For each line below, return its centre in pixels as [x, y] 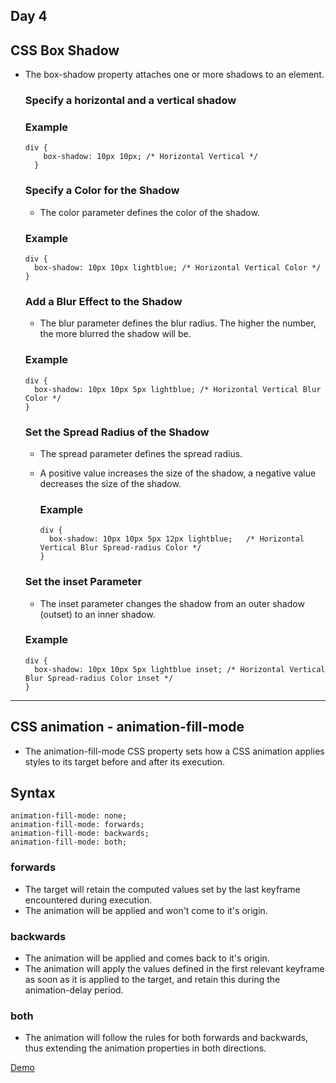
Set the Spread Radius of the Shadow [117, 432]
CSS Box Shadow [65, 50]
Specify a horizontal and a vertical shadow [130, 101]
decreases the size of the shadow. [110, 483]
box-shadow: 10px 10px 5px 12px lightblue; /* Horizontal [176, 539]
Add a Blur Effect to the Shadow [103, 301]
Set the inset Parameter [83, 582]
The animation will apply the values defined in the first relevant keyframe [174, 969]
